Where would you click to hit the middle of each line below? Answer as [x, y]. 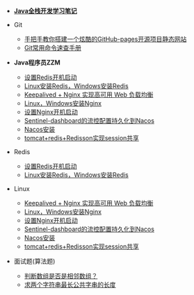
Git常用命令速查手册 [53, 48]
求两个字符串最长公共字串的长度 [70, 285]
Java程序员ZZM [37, 62]
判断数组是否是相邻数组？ [61, 276]
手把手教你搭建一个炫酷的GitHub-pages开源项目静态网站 [105, 39]
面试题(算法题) [34, 261]
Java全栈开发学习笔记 [46, 11]
